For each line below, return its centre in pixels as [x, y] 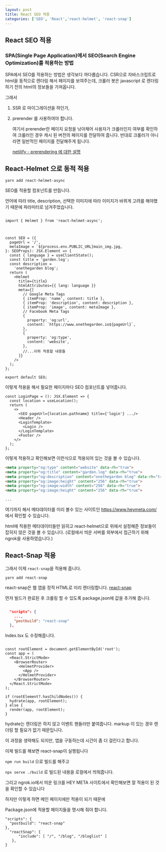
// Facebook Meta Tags [46, 311]
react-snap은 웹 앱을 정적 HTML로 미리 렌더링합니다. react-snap [68, 587]
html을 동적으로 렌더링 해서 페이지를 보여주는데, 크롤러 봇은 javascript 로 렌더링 [82, 81]
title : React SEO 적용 [27, 14]
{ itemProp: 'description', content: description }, [78, 303]
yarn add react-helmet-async [35, 180]
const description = [31, 264]
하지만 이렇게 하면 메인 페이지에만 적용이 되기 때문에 [55, 799]
